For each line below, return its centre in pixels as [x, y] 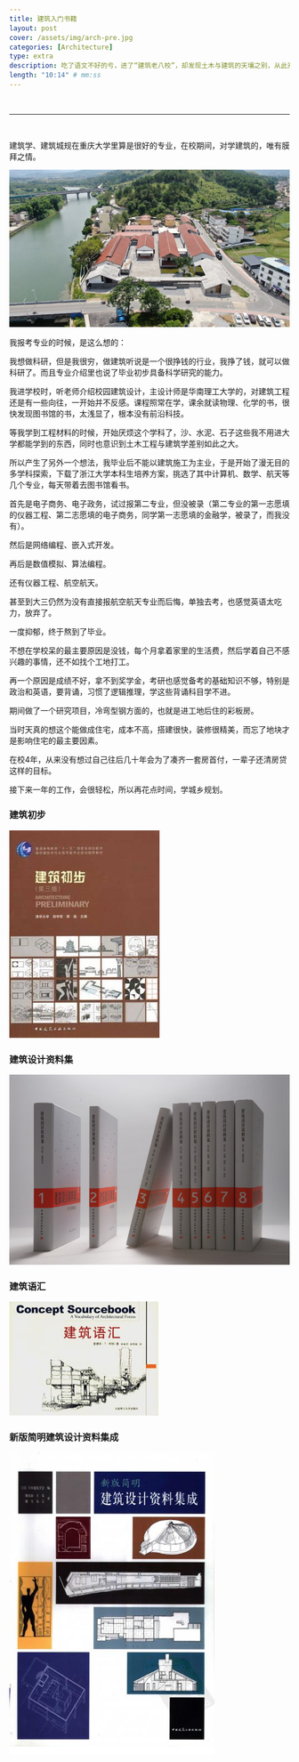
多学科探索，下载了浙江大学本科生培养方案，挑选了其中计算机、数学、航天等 [149, 474]
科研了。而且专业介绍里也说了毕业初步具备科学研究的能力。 [118, 373]
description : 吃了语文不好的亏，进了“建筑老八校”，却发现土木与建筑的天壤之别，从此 [148, 66]
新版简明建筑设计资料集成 [64, 1437]
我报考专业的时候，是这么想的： [68, 343]
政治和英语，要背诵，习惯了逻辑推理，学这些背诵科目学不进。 [122, 692]
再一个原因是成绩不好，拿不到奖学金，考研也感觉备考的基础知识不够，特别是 [149, 681]
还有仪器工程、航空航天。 [56, 583]
